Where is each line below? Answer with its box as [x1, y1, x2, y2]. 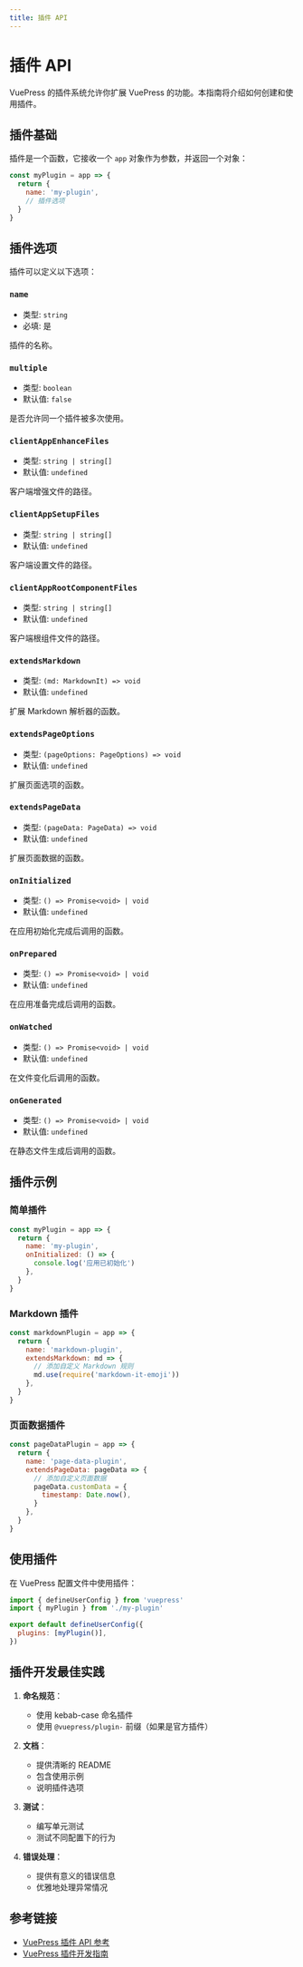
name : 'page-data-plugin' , [25, 1457, 128, 1466]
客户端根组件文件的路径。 [9, 632, 105, 644]
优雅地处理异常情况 [35, 1882, 109, 1893]
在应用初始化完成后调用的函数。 [9, 925, 128, 936]
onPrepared [9, 949, 57, 959]
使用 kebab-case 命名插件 [35, 1710, 134, 1720]
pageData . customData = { [33, 1482, 128, 1491]
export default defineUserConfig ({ [9, 1620, 144, 1630]
